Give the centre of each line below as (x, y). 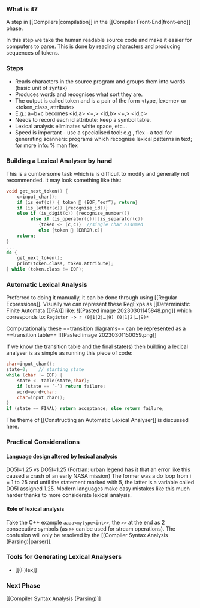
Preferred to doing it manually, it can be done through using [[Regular (92, 298)
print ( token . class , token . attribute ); (65, 264)
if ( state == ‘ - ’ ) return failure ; (61, 386)
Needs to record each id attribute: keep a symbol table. (83, 119)
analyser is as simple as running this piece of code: (69, 353)
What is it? (22, 9)
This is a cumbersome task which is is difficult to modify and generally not (98, 173)
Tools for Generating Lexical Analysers (64, 557)
